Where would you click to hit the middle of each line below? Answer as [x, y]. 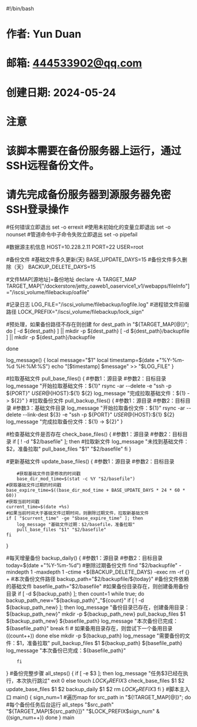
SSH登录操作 [37, 210]
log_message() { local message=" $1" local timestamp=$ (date [80, 360]
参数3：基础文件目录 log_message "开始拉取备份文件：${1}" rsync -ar [100, 408]
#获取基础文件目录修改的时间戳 [49, 473]
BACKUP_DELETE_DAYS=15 [62, 267]
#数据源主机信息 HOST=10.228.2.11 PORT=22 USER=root [75, 246]
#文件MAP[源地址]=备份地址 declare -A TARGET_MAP [71, 279]
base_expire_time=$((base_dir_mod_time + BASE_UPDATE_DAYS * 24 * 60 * [96, 490]
